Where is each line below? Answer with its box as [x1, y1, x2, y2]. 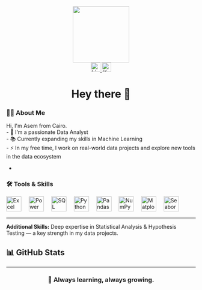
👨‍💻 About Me [6, 109, 45, 117]
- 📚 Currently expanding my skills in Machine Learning [6, 135, 143, 143]
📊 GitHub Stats [6, 247, 65, 258]
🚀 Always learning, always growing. [47, 276, 155, 284]
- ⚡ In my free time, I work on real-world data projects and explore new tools [6, 144, 195, 152]
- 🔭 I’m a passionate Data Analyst [6, 128, 88, 136]
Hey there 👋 [71, 87, 131, 101]
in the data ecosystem [6, 153, 61, 160]
